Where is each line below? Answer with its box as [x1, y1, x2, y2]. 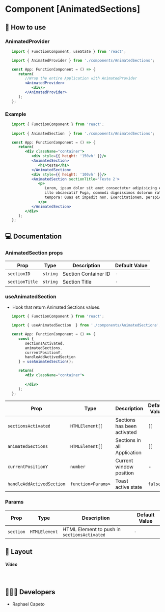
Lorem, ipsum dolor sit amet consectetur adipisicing [44, 186, 157, 191]
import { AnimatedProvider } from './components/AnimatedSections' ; [11, 58, 155, 63]
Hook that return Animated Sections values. [12, 304, 101, 310]
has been [115, 423, 137, 430]
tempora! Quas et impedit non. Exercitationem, [44, 195, 144, 200]
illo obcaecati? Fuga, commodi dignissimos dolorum [44, 190, 153, 195]
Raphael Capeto [12, 601, 45, 607]
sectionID [7, 271, 30, 277]
